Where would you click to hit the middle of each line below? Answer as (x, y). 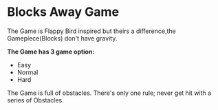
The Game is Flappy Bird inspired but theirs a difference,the (92, 31)
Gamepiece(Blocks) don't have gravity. (62, 38)
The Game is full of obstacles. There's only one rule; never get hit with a (109, 93)
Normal (28, 72)
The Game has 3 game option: (51, 52)
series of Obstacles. (35, 100)
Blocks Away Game (63, 12)
